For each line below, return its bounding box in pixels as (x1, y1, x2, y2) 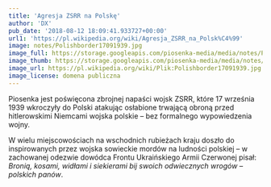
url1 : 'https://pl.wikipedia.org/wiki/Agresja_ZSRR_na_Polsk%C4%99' (8, 34, 244, 43)
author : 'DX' (8, 19, 52, 27)
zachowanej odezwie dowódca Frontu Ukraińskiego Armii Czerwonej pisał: (8, 152, 256, 162)
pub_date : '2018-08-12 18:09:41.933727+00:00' (8, 27, 168, 35)
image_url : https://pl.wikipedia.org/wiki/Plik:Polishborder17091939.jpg (8, 64, 262, 73)
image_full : (8, 49, 48, 57)
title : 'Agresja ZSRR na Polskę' (8, 11, 121, 20)
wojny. (8, 119, 31, 129)
